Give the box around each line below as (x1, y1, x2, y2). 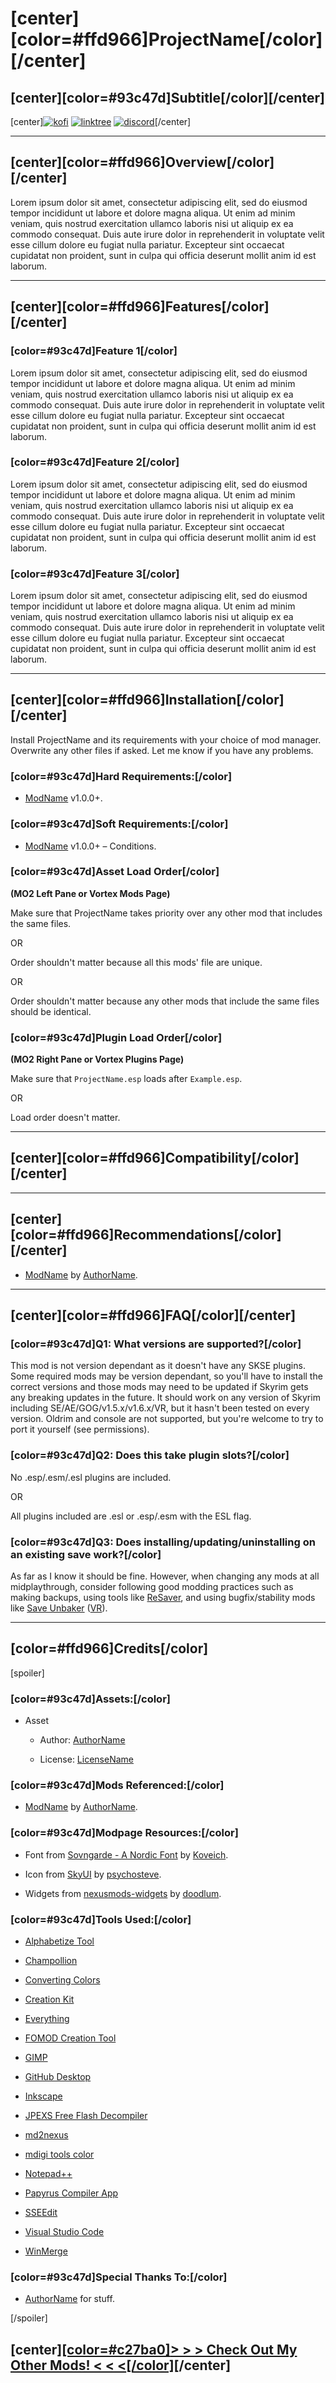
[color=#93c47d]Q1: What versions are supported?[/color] (10, 1337, 302, 1351)
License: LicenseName (39, 1753, 134, 1766)
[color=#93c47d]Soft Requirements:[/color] (10, 817, 229, 831)
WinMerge (24, 2245, 68, 2257)
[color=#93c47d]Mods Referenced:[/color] (10, 1778, 225, 1792)
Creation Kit (24, 1993, 75, 2005)
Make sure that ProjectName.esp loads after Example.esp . (10, 1073, 243, 1085)
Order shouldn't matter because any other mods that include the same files (10, 995, 320, 1007)
